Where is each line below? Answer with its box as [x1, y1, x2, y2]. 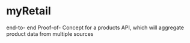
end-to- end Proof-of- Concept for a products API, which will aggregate [6, 24, 185, 31]
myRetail [6, 4, 51, 18]
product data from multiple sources [6, 30, 94, 37]
